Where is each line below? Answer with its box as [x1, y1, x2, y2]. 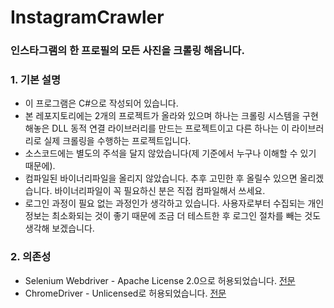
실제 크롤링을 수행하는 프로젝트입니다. [43, 135, 192, 147]
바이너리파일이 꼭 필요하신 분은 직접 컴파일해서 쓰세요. [54, 185, 266, 197]
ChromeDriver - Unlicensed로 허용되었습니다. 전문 [24, 287, 227, 299]
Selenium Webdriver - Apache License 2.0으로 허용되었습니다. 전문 [24, 274, 296, 286]
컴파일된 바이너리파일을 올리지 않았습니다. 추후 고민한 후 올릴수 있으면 [24, 172, 298, 185]
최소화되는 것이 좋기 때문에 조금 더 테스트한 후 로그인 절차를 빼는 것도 [51, 210, 322, 222]
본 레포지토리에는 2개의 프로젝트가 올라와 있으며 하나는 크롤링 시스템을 [24, 110, 301, 122]
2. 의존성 [10, 250, 52, 264]
